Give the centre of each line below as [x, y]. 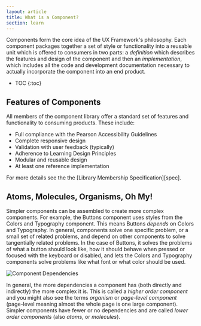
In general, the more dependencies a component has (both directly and [94, 285]
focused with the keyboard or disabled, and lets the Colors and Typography [99, 255]
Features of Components [54, 102]
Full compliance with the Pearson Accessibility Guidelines [86, 135]
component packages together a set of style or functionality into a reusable [99, 46]
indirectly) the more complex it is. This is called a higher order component [97, 291]
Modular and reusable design [51, 160]
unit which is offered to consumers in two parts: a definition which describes [100, 53]
